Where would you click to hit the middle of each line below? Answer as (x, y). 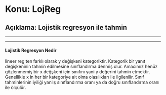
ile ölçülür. (16, 88)
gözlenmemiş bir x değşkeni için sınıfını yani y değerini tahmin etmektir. (78, 72)
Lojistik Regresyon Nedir (31, 50)
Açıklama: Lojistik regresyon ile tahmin (66, 27)
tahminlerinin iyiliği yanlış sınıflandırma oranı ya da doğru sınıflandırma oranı (82, 82)
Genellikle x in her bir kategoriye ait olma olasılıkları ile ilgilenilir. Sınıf (75, 77)
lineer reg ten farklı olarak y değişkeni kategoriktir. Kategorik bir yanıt (75, 61)
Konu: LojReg (33, 9)
